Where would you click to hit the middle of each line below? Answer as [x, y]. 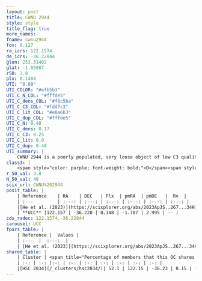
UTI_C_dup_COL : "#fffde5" [38, 118]
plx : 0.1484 [21, 79]
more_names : [21, 34]
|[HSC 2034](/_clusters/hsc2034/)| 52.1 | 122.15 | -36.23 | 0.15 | [105, 269]
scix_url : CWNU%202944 [35, 185]
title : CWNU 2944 [28, 17]
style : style [23, 23]
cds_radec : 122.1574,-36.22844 [45, 219]
